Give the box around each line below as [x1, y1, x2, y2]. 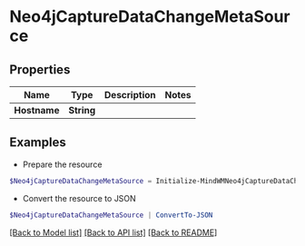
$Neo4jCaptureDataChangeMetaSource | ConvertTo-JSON [9, 211, 213, 220]
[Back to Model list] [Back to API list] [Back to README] [9, 227, 218, 238]
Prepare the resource [22, 159, 103, 170]
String [67, 104, 96, 116]
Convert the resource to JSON [22, 192, 136, 203]
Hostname [14, 104, 60, 116]
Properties [9, 62, 71, 77]
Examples [9, 134, 66, 151]
